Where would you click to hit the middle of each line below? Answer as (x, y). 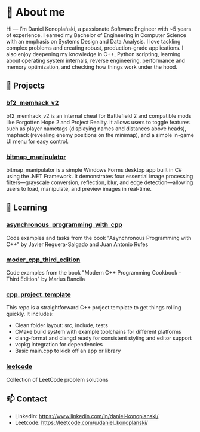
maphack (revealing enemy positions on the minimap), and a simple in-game (100, 135)
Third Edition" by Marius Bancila (46, 279)
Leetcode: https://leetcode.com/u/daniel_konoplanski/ (81, 423)
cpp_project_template (39, 294)
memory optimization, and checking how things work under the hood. (92, 67)
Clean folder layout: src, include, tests (61, 325)
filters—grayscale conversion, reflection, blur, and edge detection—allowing (100, 182)
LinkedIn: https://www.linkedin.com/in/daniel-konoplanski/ (87, 416)
